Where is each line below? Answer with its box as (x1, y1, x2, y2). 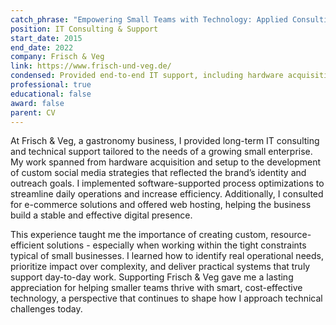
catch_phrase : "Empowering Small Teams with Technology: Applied (10, 14, 288, 25)
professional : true (10, 80, 92, 90)
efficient (10, 239, 45, 251)
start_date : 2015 (10, 33, 83, 43)
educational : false (10, 89, 92, 99)
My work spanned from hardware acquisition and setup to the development (10, 156, 322, 168)
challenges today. (10, 303, 83, 315)
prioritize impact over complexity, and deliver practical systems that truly (10, 261, 311, 273)
